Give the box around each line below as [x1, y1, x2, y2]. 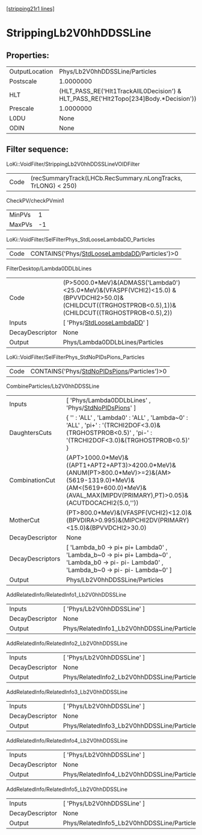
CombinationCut [9, 476, 55, 484]
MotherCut [9, 516, 40, 524]
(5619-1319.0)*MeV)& [66, 476, 135, 484]
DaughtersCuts [9, 428, 52, 437]
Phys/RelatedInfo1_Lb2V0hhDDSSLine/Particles [63, 624, 200, 632]
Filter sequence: [6, 144, 69, 154]
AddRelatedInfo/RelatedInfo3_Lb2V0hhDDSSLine [6, 688, 128, 696]
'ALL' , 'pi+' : [66, 421, 101, 429]
